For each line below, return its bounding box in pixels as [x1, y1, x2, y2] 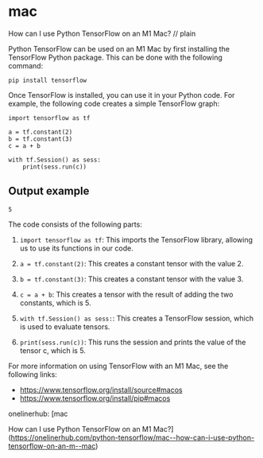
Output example [8, 184, 90, 198]
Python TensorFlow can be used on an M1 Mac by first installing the [8, 44, 230, 53]
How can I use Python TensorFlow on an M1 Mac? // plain [8, 29, 196, 38]
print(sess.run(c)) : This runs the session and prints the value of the [19, 337, 246, 347]
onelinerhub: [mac [8, 409, 68, 418]
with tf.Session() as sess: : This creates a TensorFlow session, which [19, 313, 254, 323]
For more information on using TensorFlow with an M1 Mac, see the [8, 361, 229, 371]
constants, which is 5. [19, 297, 91, 308]
